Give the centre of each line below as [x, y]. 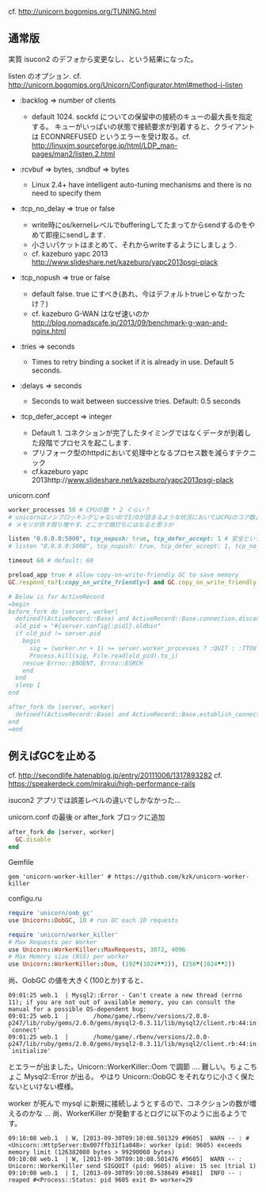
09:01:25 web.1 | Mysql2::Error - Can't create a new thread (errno [125, 996]
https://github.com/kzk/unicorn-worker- [182, 877]
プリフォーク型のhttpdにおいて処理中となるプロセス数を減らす [133, 453]
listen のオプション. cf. [45, 75]
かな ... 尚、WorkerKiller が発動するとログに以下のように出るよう [135, 1113]
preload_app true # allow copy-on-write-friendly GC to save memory [123, 575]
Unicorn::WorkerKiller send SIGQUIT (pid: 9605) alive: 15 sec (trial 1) [133, 1167]
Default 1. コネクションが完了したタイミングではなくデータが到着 [138, 433]
